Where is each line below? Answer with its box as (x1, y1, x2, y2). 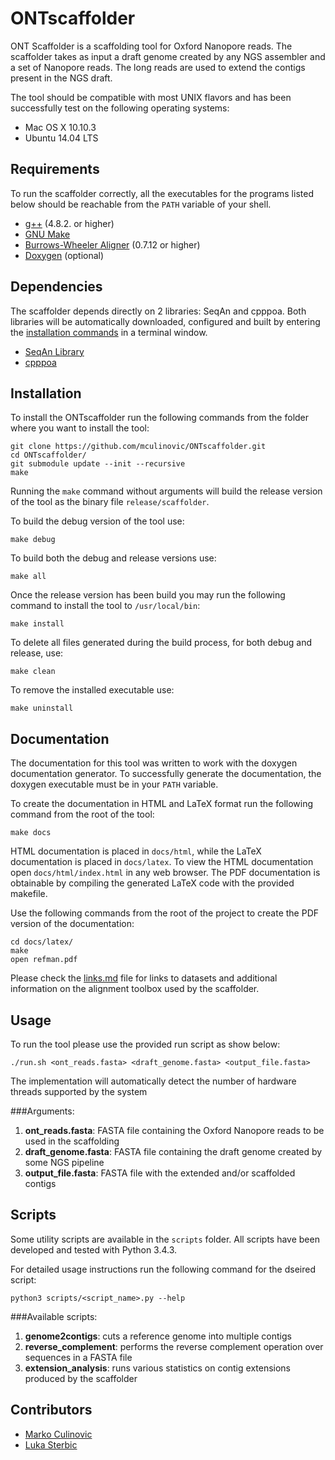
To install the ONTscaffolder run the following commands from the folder (10, 412, 310, 424)
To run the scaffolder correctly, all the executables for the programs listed (10, 187, 314, 199)
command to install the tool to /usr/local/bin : (10, 600, 201, 612)
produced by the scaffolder (24, 1372, 138, 1384)
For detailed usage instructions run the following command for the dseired (10, 1263, 316, 1275)
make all (10, 572, 47, 582)
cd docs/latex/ (10, 937, 74, 947)
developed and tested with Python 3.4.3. (10, 1243, 178, 1256)
